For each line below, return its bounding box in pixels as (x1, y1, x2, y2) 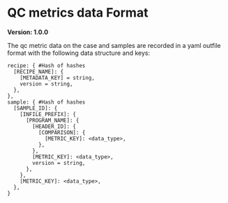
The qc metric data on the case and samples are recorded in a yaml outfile (7, 41, 221, 49)
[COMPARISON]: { (38, 129, 86, 136)
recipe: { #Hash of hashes (7, 62, 86, 69)
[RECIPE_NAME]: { (13, 68, 64, 75)
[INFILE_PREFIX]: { (20, 111, 77, 117)
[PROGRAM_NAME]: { (25, 117, 79, 124)
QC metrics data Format (7, 5, 149, 21)
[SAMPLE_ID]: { (13, 104, 58, 112)
